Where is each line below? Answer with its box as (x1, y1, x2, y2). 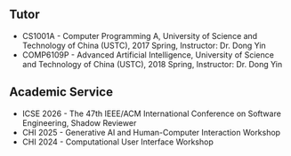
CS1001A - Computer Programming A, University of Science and (21, 30, 258, 41)
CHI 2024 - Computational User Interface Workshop (21, 136, 214, 147)
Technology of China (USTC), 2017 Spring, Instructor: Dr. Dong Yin (21, 40, 267, 51)
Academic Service (9, 84, 114, 100)
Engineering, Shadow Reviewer (21, 117, 137, 128)
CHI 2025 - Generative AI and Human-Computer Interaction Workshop (21, 127, 281, 137)
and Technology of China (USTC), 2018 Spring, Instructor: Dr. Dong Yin (21, 58, 283, 69)
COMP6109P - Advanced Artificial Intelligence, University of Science (21, 49, 274, 60)
